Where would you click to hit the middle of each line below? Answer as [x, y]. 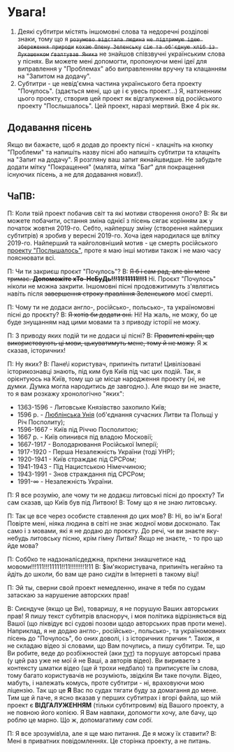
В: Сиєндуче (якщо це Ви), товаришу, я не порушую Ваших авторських [113, 608]
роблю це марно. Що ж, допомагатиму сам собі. [80, 720]
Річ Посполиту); [41, 422]
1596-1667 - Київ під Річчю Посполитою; [78, 429]
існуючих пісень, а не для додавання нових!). [75, 174]
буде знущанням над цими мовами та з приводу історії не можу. [104, 321]
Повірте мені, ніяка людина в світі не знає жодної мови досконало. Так [114, 523]
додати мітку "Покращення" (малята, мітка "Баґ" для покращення [106, 167]
